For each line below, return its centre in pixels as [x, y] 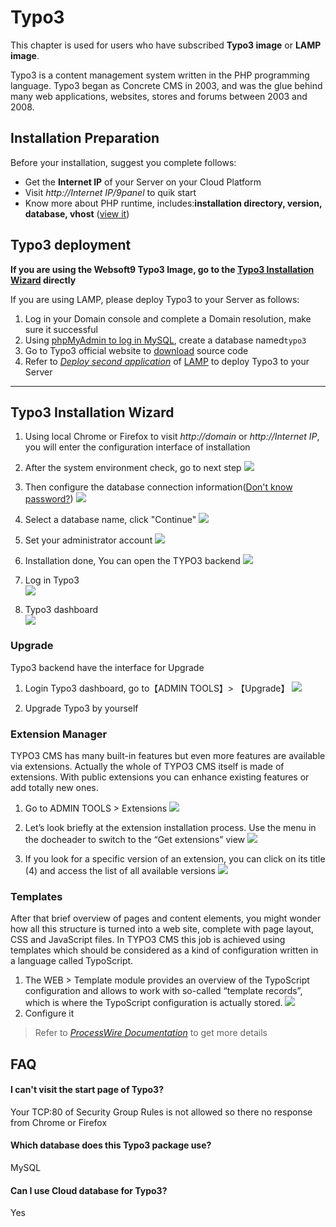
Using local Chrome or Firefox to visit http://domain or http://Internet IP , [172, 437]
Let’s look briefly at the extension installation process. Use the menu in [170, 827]
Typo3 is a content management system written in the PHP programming [160, 75]
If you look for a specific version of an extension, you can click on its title [175, 858]
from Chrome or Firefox [59, 1122]
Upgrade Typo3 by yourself [81, 708]
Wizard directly [43, 280]
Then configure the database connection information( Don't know [158, 487]
